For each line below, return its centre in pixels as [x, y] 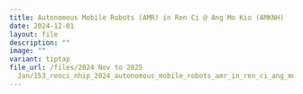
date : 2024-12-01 [42, 26]
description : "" [40, 43]
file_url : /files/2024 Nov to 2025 [76, 68]
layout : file [34, 34]
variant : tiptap [40, 59]
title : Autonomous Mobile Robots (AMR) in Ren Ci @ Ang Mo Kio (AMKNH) [147, 17]
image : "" [28, 51]
